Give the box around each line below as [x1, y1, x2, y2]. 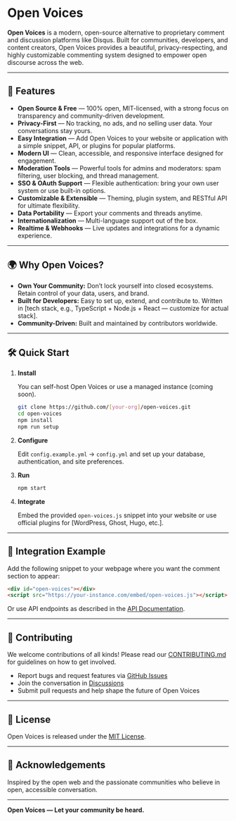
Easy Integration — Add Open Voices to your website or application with [17, 134, 228, 142]
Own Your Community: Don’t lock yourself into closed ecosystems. [17, 281, 214, 290]
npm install [17, 417, 53, 424]
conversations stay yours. [17, 126, 93, 135]
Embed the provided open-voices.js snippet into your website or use [17, 511, 217, 519]
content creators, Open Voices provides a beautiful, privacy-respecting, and [7, 43, 228, 51]
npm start [17, 484, 47, 491]
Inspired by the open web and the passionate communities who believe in [7, 777, 220, 786]
